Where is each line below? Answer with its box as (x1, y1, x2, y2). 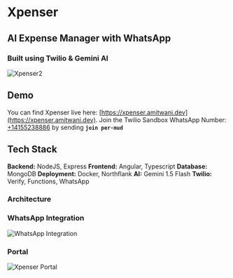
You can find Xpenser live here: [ (7, 108, 102, 117)
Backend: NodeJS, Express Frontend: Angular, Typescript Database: (7, 162, 208, 171)
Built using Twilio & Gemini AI (7, 53, 108, 63)
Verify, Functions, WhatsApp (7, 177, 90, 185)
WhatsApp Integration (7, 213, 85, 223)
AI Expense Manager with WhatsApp (7, 32, 171, 44)
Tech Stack (7, 143, 57, 155)
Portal (7, 246, 29, 256)
